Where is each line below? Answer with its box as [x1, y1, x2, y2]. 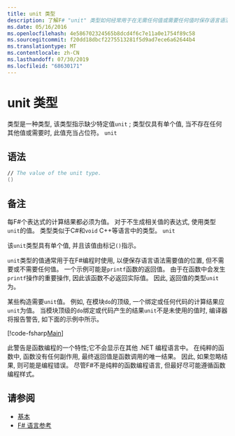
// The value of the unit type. [7, 170, 101, 177]
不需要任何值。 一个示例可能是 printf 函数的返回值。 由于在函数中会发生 [19, 265, 226, 273]
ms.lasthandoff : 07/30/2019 [7, 56, 90, 63]
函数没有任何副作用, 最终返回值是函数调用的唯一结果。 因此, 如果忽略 [22, 352, 222, 360]
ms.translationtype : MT [7, 43, 77, 50]
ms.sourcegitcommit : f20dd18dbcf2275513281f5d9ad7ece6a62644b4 [7, 37, 196, 44]
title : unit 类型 [7, 10, 56, 18]
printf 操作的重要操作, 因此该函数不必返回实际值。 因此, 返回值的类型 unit [7, 273, 219, 282]
